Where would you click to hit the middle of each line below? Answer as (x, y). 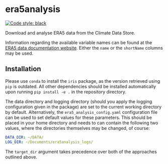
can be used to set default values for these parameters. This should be (79, 117)
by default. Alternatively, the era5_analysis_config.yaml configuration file (81, 112)
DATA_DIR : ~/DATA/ (24, 137)
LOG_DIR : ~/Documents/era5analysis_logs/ (49, 142)
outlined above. (21, 157)
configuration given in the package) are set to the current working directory (83, 107)
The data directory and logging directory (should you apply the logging (79, 101)
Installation (23, 69)
